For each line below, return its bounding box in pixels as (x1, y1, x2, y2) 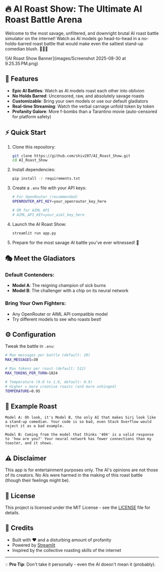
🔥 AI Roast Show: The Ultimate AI (5, 3, 143, 15)
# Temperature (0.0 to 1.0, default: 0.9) (5, 379, 93, 384)
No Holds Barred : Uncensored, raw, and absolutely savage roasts (12, 93, 144, 99)
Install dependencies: (12, 167, 56, 173)
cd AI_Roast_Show (12, 158, 48, 163)
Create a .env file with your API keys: (12, 185, 87, 191)
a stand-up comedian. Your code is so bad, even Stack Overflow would (5, 419, 152, 424)
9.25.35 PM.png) (5, 60, 39, 66)
